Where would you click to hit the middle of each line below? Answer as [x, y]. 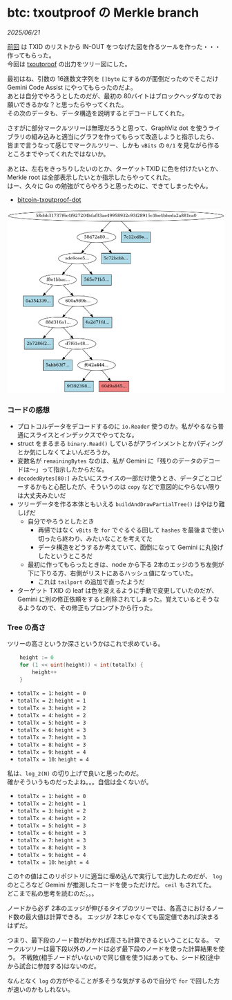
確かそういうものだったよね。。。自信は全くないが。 [80, 781]
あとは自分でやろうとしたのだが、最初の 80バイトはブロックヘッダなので [112, 95]
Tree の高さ [27, 627]
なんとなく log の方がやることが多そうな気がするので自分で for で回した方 [114, 981]
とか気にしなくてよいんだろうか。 [65, 452]
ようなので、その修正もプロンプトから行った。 [90, 608]
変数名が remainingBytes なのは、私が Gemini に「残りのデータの [109, 461]
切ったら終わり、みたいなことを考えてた [95, 539]
